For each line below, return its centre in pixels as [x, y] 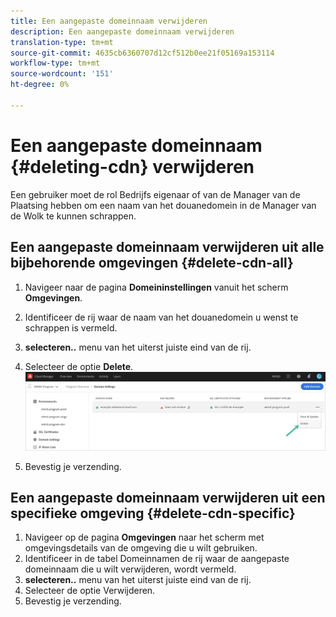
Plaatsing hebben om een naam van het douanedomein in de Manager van [163, 205]
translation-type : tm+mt [62, 42]
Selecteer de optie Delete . [79, 366]
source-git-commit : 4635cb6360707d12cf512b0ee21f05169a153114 [142, 53]
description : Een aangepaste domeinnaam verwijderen [122, 31]
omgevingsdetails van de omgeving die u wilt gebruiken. [141, 548]
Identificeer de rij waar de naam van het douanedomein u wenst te [161, 317]
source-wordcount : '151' [62, 74]
